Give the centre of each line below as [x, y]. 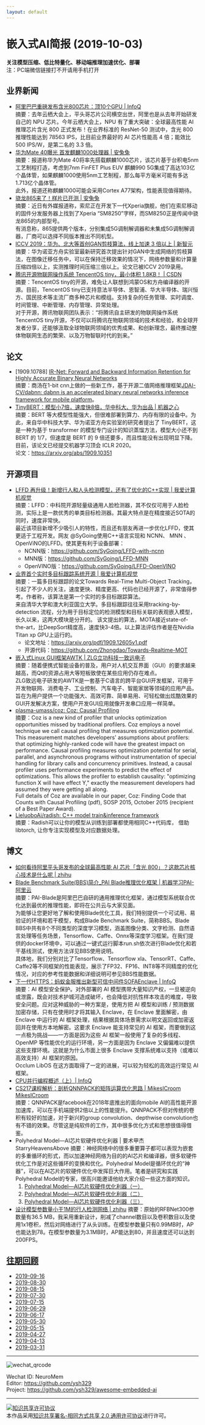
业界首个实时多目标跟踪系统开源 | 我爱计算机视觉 [77, 574]
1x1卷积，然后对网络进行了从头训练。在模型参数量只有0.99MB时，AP [107, 1224]
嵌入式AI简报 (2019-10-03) [75, 44]
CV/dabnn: [29, 392]
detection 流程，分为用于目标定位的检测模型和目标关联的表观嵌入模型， [105, 612]
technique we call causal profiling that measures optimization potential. [105, 731]
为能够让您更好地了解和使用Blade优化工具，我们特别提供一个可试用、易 [105, 912]
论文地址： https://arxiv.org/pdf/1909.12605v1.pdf [86, 642]
